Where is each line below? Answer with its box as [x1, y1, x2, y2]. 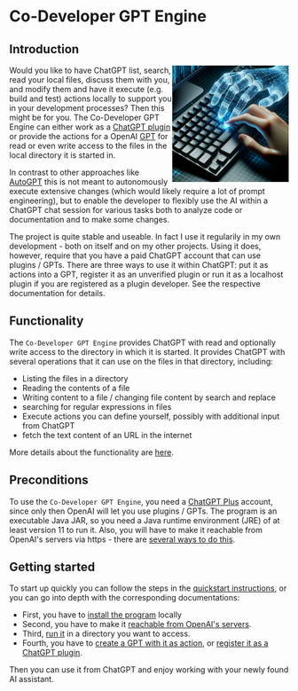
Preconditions [9, 473, 89, 488]
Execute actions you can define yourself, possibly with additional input [21, 411, 280, 421]
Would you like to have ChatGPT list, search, [9, 65, 171, 75]
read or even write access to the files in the [9, 140, 168, 151]
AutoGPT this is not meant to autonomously [9, 177, 169, 187]
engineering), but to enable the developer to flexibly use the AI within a [9, 195, 269, 206]
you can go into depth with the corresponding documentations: [9, 593, 240, 603]
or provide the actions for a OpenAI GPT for [9, 131, 169, 141]
